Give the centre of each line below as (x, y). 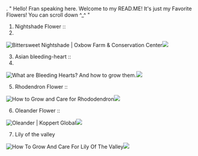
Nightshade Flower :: (40, 26)
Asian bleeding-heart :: (43, 57)
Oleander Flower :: (37, 110)
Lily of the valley (35, 134)
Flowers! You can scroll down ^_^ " (48, 15)
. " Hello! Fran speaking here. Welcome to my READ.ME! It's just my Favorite (99, 9)
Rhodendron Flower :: (41, 87)
